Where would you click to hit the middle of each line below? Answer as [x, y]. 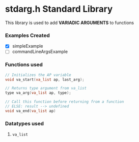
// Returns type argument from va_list [46, 88]
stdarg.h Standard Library [59, 9]
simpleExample [28, 46]
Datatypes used [25, 123]
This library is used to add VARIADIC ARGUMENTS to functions [69, 23]
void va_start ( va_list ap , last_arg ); [45, 80]
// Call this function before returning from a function [65, 102]
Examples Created [28, 35]
